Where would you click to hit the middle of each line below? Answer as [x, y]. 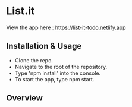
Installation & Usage [44, 46]
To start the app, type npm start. [54, 79]
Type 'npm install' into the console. [58, 73]
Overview [25, 98]
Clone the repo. [34, 60]
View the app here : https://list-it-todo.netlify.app [66, 27]
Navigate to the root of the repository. [61, 67]
